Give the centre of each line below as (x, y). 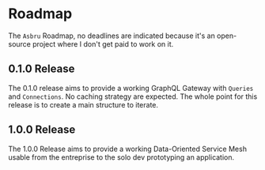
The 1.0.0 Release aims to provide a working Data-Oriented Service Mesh (128, 149)
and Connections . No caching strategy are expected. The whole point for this (133, 96)
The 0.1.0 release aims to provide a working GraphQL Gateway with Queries (131, 88)
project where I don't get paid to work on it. (103, 43)
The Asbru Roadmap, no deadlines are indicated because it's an (112, 36)
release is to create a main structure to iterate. (83, 104)
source (20, 43)
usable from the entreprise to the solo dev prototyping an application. (121, 157)
